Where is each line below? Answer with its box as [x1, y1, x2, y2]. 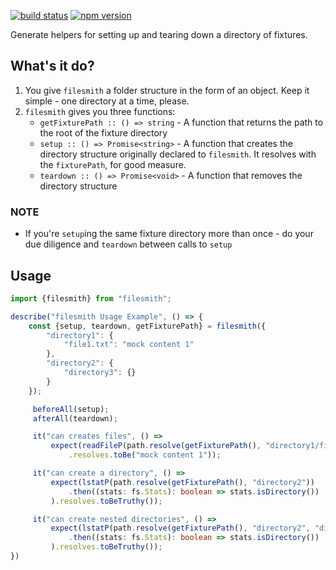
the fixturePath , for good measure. [39, 158, 187, 170]
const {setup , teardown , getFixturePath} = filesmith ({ [28, 321, 267, 331]
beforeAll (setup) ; [32, 404, 110, 414]
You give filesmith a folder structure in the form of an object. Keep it [24, 84, 310, 96]
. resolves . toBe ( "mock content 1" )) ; [68, 450, 222, 460]
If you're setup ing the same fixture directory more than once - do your [24, 228, 314, 240]
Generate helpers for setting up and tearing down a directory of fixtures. [10, 29, 308, 40]
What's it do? [10, 58, 95, 75]
